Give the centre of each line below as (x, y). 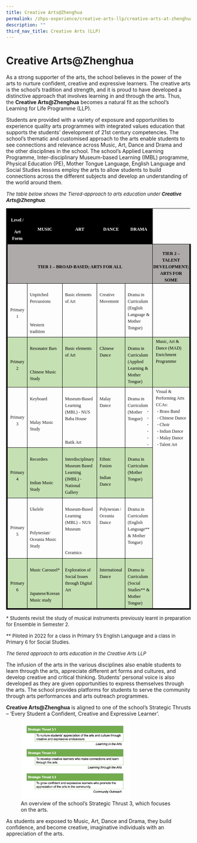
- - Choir (158, 425)
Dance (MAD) (169, 348)
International (111, 570)
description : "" (26, 25)
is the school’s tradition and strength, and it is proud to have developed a (94, 90)
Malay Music (42, 422)
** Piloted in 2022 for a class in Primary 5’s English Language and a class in (91, 636)
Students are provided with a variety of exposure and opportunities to (90, 120)
